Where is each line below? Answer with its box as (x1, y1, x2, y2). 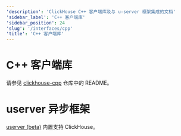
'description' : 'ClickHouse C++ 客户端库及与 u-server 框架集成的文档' (6, 8, 176, 15)
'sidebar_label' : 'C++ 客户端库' (6, 14, 86, 20)
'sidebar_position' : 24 (6, 20, 65, 26)
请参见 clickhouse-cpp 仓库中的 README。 (6, 79, 113, 86)
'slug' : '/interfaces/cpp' (6, 25, 73, 32)
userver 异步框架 (6, 103, 90, 116)
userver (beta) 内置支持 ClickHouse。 (6, 123, 98, 130)
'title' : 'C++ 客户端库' (6, 31, 64, 37)
